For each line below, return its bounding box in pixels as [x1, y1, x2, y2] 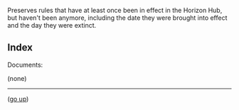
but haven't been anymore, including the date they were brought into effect [7, 13, 228, 22]
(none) [7, 74, 27, 82]
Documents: [7, 60, 43, 69]
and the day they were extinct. [7, 21, 97, 29]
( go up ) [7, 94, 29, 103]
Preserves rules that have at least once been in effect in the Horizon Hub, [7, 6, 223, 14]
